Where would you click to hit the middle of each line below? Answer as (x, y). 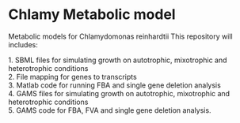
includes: (23, 44)
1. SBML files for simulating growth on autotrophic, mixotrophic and (118, 60)
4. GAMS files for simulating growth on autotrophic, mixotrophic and (119, 93)
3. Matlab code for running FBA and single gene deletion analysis (115, 85)
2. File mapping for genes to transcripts (72, 76)
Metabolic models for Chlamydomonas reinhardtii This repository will (120, 36)
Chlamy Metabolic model (92, 15)
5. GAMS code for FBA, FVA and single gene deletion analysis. (110, 110)
